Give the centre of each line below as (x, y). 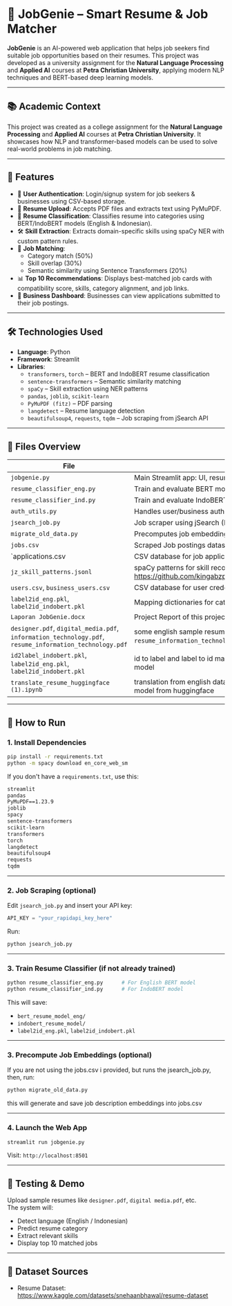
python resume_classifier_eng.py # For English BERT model (101, 983)
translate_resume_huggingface (60, 683)
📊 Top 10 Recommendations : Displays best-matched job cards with (115, 278)
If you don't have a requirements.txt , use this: (73, 776)
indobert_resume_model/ (51, 1024)
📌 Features (31, 177)
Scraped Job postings (170, 545)
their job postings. (43, 303)
